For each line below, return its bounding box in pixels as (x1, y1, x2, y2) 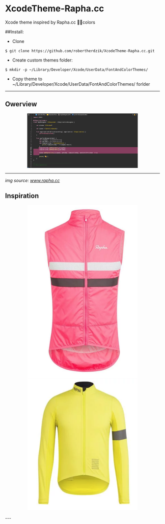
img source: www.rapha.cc (5, 177, 60, 183)
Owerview (5, 100, 37, 108)
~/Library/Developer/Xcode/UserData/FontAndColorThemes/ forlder (12, 81, 150, 87)
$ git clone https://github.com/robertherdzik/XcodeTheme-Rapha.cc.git (5, 48, 155, 53)
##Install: (5, 29, 24, 34)
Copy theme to (12, 76, 43, 82)
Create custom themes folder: (12, 57, 73, 63)
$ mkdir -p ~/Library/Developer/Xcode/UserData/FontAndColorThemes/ (5, 67, 148, 72)
